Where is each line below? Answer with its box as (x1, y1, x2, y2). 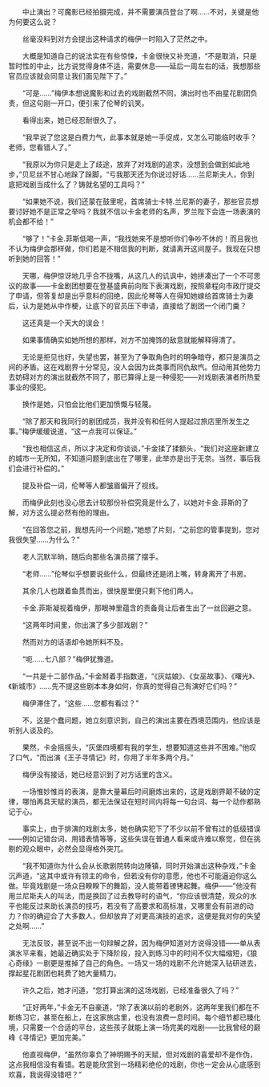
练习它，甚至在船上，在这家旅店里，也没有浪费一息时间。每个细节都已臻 (14, 1012, 254, 1022)
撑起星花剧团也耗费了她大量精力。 (8, 968, 121, 978)
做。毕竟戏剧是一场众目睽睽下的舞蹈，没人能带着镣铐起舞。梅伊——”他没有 (8, 881, 258, 890)
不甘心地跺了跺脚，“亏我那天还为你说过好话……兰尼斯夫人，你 (42, 169, 248, 179)
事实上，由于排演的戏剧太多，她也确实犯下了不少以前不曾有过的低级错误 (22, 824, 261, 833)
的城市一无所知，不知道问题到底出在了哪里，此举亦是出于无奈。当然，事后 (8, 454, 254, 463)
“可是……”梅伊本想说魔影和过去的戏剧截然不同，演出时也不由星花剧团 (22, 88, 251, 98)
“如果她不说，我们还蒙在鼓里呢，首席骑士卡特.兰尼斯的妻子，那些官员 (22, 197, 252, 206)
